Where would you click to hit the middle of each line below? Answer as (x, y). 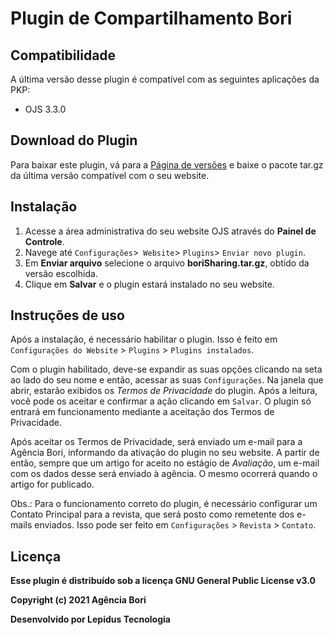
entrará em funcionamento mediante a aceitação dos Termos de (142, 412)
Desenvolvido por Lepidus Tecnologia (90, 619)
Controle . (44, 241)
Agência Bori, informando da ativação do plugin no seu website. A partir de (165, 453)
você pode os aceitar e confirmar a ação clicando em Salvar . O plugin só (161, 401)
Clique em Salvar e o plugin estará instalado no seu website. (149, 284)
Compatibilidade (63, 55)
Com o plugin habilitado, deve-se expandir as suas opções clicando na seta (166, 369)
